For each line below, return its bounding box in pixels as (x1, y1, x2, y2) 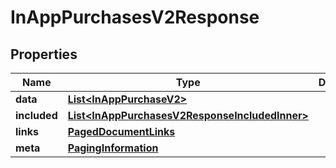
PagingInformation (67, 141, 159, 155)
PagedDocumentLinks (67, 125, 176, 138)
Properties (10, 46, 78, 63)
